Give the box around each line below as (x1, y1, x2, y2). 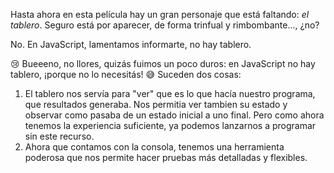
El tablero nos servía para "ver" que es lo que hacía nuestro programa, (24, 88, 316, 99)
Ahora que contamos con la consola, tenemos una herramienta (24, 141, 285, 153)
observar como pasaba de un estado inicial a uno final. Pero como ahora (24, 109, 325, 121)
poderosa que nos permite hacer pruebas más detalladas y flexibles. (24, 152, 308, 163)
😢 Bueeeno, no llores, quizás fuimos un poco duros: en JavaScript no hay (10, 58, 316, 69)
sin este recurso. (24, 130, 95, 142)
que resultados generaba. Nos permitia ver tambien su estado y (24, 99, 288, 110)
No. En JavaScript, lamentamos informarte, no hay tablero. (10, 39, 252, 50)
